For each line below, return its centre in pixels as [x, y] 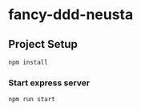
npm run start [32, 100]
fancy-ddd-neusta [71, 15]
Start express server [49, 83]
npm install [28, 62]
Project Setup [43, 44]
